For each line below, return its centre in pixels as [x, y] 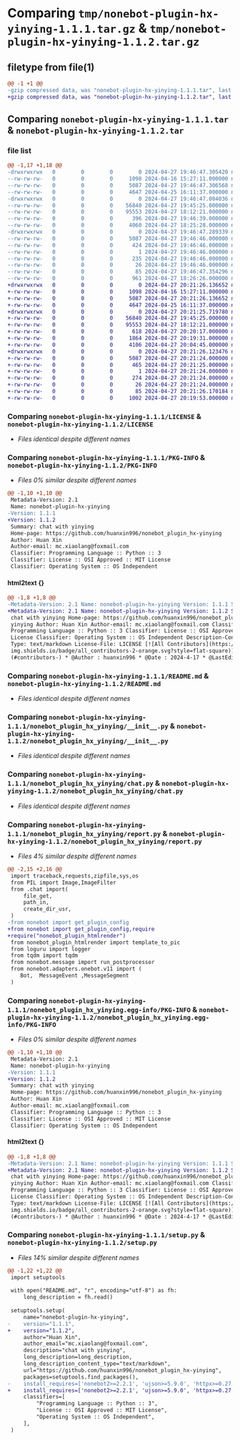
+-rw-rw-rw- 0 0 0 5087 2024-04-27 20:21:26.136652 [118, 298]
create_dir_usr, [47, 909]
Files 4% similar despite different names [77, 856]
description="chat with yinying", [75, 1351]
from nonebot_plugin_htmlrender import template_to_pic [95, 942]
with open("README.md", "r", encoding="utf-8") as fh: [94, 1291]
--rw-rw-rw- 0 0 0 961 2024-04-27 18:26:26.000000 [118, 279]
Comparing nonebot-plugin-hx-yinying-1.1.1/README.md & [108, 675]
